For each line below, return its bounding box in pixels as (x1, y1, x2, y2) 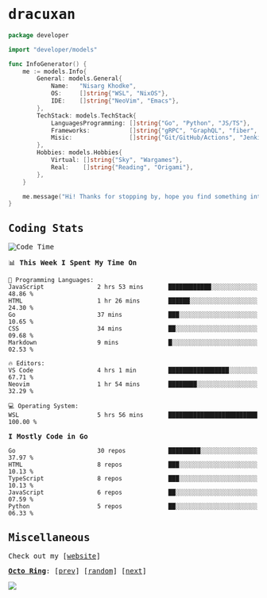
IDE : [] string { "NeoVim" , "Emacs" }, (50, 97, 180, 105)
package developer (8, 31, 69, 39)
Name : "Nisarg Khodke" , (50, 82, 137, 91)
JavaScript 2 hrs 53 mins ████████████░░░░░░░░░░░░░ (8, 284, 258, 291)
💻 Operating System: (8, 403, 79, 411)
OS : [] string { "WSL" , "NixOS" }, (50, 90, 169, 98)
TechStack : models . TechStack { (37, 111, 137, 120)
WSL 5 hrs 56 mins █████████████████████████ (8, 411, 258, 419)
